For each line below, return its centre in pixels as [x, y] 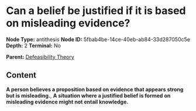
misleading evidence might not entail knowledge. [67, 102]
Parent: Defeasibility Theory [40, 57]
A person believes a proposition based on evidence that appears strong [95, 89]
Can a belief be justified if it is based [96, 11]
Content [21, 75]
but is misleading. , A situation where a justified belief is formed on [88, 95]
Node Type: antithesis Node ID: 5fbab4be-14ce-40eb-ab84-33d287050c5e [98, 39]
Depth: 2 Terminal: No [34, 46]
